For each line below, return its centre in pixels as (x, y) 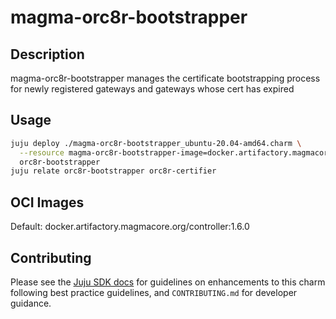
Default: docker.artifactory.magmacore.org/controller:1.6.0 (130, 227)
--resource (42, 152)
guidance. (31, 303)
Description (47, 54)
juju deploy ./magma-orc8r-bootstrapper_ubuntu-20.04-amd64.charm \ (156, 143)
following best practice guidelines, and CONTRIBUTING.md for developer (154, 292)
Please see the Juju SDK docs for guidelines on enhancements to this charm (168, 282)
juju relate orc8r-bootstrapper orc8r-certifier (113, 171)
